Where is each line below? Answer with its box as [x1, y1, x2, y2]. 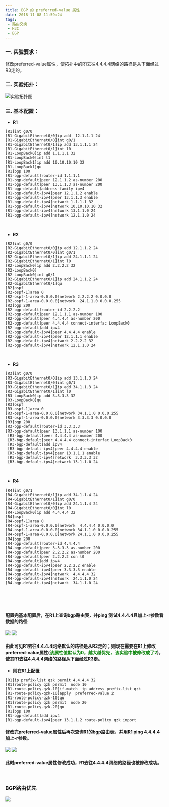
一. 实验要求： [5, 48, 39, 56]
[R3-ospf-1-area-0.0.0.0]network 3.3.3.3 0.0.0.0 [5, 415, 112, 420]
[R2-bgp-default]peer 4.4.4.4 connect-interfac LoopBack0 [5, 320, 130, 326]
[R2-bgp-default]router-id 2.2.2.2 [5, 307, 80, 312]
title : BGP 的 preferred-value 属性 [5, 7, 80, 13]
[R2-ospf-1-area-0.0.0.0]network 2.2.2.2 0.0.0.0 [5, 294, 112, 299]
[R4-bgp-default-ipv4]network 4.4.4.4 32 [5, 571, 96, 577]
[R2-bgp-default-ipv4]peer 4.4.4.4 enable [5, 329, 96, 335]
